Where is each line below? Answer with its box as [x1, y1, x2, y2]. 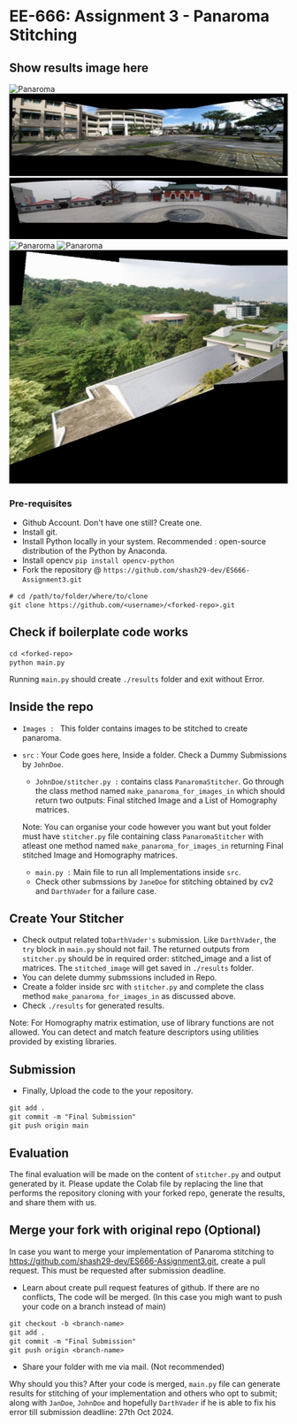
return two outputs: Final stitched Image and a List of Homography [34, 795, 278, 805]
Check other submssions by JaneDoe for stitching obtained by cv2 [34, 876, 274, 887]
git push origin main [9, 1121, 89, 1130]
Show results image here [9, 60, 148, 75]
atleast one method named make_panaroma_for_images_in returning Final [21, 840, 285, 851]
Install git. [21, 527, 58, 537]
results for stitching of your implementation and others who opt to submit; [9, 1388, 278, 1398]
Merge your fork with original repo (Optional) [9, 1223, 262, 1238]
